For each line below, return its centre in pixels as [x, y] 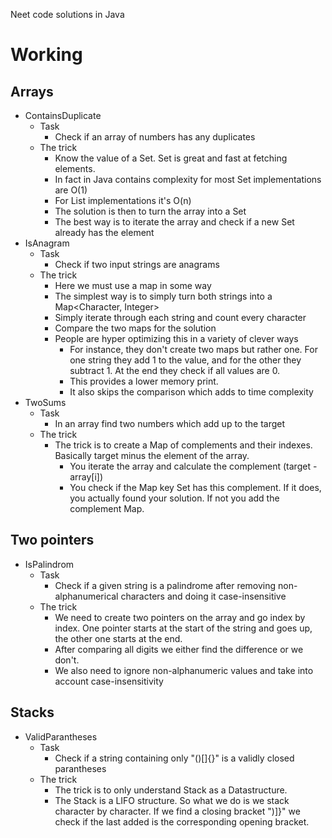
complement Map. [107, 508]
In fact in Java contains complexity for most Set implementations [188, 179]
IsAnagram [47, 243]
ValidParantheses [61, 736]
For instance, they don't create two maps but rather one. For [193, 349]
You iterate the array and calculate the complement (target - [193, 466]
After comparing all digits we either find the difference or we [179, 649]
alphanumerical [86, 596]
